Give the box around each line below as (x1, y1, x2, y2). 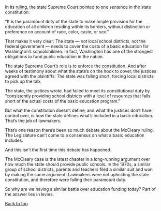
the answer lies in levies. (5, 191, 54, 197)
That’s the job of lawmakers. (5, 118, 61, 123)
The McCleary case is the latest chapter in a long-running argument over (5, 156, 150, 162)
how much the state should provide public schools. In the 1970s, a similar (5, 162, 151, 167)
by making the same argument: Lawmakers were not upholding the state (5, 172, 149, 177)
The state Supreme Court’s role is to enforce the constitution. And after (5, 63, 146, 69)
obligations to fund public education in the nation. (5, 54, 104, 60)
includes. (5, 137, 23, 143)
